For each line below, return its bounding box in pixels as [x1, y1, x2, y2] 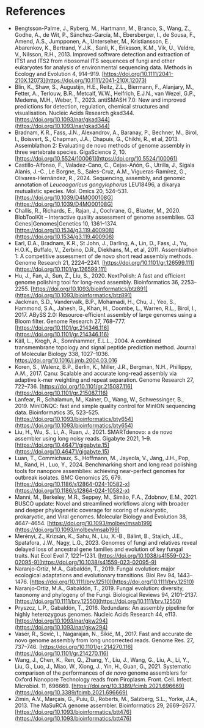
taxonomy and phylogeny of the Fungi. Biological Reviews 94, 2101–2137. [14, 591, 198, 598]
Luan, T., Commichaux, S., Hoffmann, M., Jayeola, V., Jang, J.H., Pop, [14, 454, 190, 461]
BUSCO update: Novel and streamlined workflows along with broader [14, 499, 189, 507]
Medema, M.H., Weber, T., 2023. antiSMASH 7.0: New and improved [14, 96, 186, 104]
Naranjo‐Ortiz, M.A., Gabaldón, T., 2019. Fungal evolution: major [14, 565, 175, 572]
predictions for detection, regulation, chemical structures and [14, 102, 169, 110]
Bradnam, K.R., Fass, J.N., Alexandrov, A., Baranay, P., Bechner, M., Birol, [14, 129, 199, 136]
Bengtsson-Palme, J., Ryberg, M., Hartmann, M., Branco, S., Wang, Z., [14, 25, 191, 32]
